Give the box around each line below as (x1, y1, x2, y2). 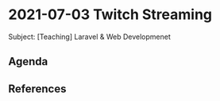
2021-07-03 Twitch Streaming (8, 6, 213, 24)
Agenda (8, 55, 48, 68)
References (8, 82, 67, 95)
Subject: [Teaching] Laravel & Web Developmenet (8, 32, 171, 41)
